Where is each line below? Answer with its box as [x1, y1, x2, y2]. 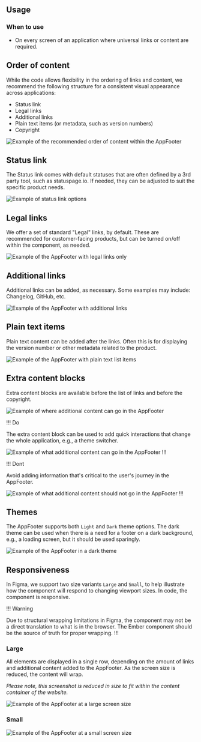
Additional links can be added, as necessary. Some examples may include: [6, 286, 191, 294]
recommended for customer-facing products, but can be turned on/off [6, 235, 181, 243]
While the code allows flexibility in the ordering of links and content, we [6, 76, 183, 83]
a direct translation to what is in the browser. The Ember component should [6, 623, 193, 630]
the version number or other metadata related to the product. [6, 344, 157, 351]
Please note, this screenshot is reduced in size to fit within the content [6, 683, 180, 690]
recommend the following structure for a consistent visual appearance [6, 82, 180, 89]
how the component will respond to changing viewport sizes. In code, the [6, 587, 188, 594]
